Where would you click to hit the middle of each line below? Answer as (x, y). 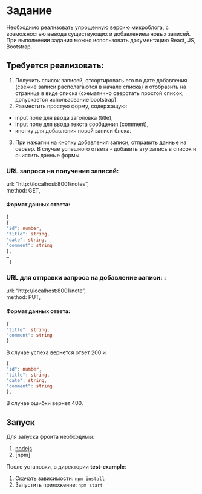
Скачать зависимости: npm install (60, 478)
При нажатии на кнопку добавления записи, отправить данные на (101, 142)
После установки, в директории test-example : (66, 467)
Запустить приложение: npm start (59, 485)
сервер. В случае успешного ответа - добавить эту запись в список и (106, 148)
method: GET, (23, 191)
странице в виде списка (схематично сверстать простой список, (99, 93)
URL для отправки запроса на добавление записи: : (86, 278)
